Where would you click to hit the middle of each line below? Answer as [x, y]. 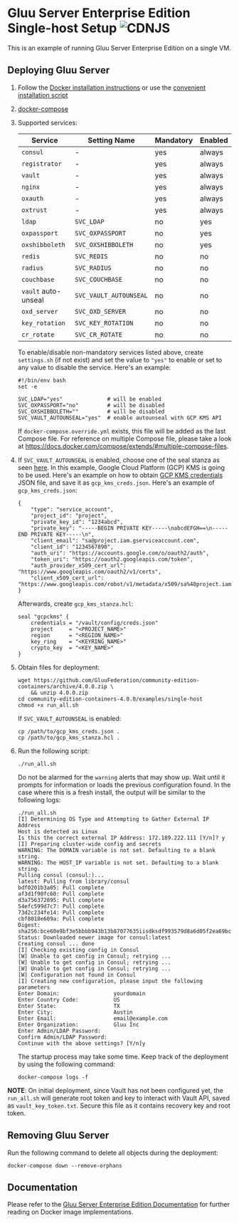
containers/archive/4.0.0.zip [63, 686]
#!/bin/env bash [42, 380]
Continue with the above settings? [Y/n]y [81, 1043]
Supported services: [48, 122]
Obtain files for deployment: [59, 667]
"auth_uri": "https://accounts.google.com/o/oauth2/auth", [120, 553]
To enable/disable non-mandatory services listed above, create [111, 352]
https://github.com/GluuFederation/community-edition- [117, 680]
